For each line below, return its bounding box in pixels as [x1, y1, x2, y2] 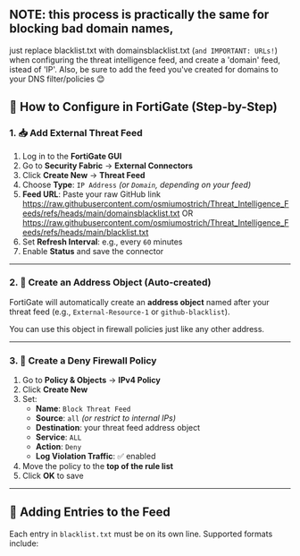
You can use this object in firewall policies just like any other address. [9, 323, 265, 334]
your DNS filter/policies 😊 [9, 73, 105, 84]
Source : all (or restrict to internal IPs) [35, 413, 177, 423]
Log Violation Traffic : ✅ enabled [35, 451, 156, 462]
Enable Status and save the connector [21, 245, 164, 256]
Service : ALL [35, 432, 82, 442]
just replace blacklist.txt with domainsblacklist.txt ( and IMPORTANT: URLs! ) [9, 45, 279, 56]
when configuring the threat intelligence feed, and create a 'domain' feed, [9, 54, 281, 65]
